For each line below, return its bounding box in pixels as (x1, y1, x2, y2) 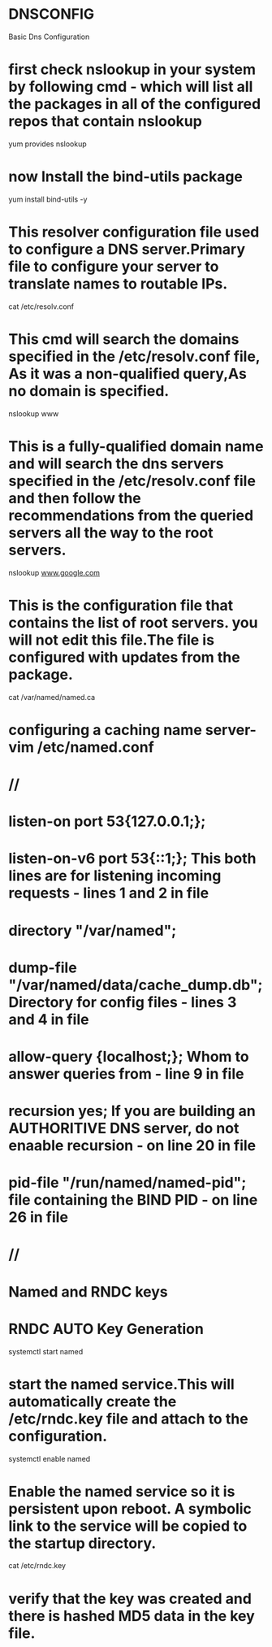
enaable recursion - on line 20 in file (8, 1136, 257, 1155)
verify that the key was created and (8, 1589, 252, 1608)
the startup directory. (8, 1534, 157, 1553)
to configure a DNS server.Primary (8, 241, 246, 259)
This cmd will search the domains (8, 330, 240, 348)
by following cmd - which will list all (8, 78, 253, 96)
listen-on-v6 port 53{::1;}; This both (8, 850, 257, 868)
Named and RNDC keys (8, 1282, 168, 1301)
